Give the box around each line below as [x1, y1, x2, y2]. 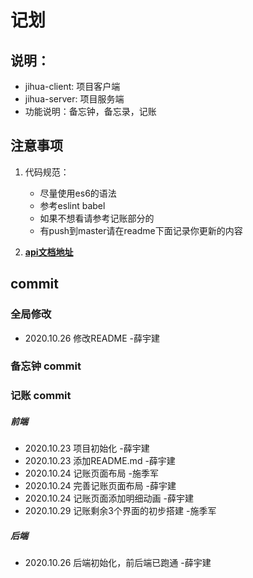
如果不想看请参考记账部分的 [39, 212, 155, 224]
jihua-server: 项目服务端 [24, 93, 125, 105]
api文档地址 [24, 246, 74, 258]
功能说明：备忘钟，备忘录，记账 [24, 106, 157, 117]
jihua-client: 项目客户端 [24, 81, 121, 92]
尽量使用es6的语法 [39, 187, 117, 199]
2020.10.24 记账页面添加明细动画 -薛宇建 [24, 492, 194, 505]
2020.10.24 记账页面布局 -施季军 [24, 467, 159, 480]
